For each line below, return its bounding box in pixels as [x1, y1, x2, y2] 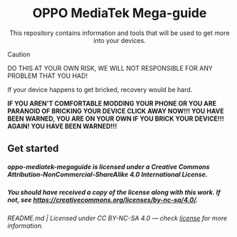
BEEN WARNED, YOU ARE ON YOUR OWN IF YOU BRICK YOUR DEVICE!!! [7, 114, 224, 123]
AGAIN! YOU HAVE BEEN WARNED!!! [7, 121, 117, 130]
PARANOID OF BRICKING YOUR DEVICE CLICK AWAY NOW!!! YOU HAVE [7, 106, 224, 115]
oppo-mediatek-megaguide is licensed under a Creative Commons [7, 162, 210, 171]
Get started [7, 143, 59, 155]
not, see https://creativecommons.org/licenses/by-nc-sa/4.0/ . [7, 196, 199, 204]
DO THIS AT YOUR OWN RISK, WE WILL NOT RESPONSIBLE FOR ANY [7, 64, 214, 72]
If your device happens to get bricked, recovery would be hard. [7, 85, 193, 94]
